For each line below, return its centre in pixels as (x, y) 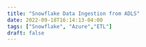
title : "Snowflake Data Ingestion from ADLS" (73, 13)
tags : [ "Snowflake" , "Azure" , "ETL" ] (60, 26)
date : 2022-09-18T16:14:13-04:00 (55, 20)
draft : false (26, 33)
